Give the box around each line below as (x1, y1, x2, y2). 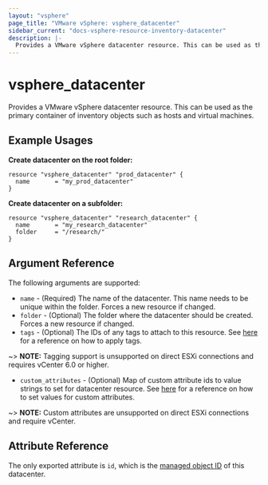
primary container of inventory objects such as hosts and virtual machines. (8, 111, 254, 121)
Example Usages (8, 133, 93, 148)
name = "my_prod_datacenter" (15, 177, 134, 185)
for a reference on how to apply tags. (19, 336, 142, 345)
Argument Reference (8, 256, 115, 270)
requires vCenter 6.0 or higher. (8, 360, 109, 369)
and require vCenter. (8, 416, 76, 426)
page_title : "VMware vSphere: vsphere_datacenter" (8, 19, 180, 27)
